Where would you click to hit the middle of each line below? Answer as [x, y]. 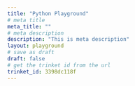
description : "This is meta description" [69, 40]
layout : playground [36, 46]
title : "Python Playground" [48, 14]
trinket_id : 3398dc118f [42, 71]
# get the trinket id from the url [59, 65]
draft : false [26, 59]
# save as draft [31, 53]
